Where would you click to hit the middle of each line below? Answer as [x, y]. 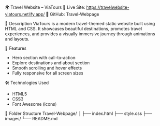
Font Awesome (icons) [34, 104]
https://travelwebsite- [108, 7]
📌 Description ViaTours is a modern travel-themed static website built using [80, 23]
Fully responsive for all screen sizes [48, 73]
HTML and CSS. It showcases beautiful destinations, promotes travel [73, 29]
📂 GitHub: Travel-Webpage [73, 14]
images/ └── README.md [31, 119]
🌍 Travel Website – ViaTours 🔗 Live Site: [45, 7]
